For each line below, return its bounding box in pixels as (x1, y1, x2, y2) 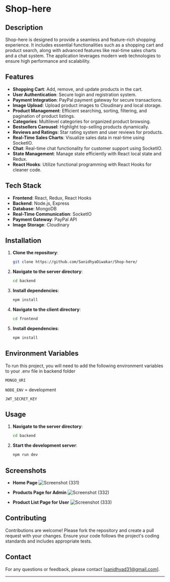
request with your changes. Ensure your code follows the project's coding (5, 532, 159, 539)
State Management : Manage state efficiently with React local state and (12, 150, 162, 157)
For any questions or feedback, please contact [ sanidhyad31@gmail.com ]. (5, 566, 160, 572)
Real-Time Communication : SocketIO (12, 211, 92, 217)
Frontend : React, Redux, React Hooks (12, 195, 92, 201)
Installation (5, 236, 41, 245)
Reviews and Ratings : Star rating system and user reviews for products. (12, 129, 163, 135)
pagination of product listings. (12, 113, 75, 119)
